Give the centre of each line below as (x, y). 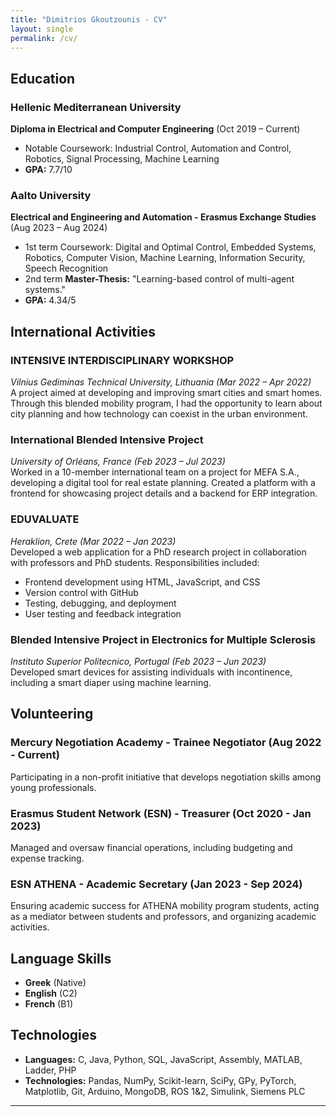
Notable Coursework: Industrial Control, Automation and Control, (158, 148)
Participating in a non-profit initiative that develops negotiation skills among (166, 777)
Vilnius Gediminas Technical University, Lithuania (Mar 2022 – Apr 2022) (161, 382)
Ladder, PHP (50, 1070)
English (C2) (51, 993)
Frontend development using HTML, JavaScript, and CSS (142, 582)
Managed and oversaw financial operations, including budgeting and (151, 847)
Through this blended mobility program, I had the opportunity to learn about (166, 403)
